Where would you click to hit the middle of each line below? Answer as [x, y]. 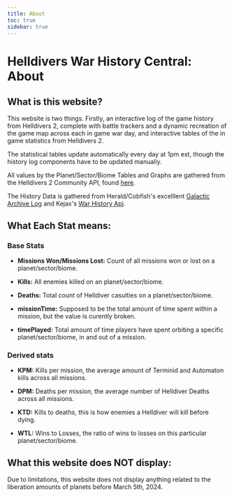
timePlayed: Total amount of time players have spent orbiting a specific [120, 330]
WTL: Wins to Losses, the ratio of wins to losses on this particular [112, 433]
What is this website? [55, 102]
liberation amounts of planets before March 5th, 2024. [85, 487]
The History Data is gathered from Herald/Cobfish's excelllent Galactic [109, 196]
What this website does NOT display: [89, 463]
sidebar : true [28, 27]
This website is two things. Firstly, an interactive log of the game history [111, 119]
